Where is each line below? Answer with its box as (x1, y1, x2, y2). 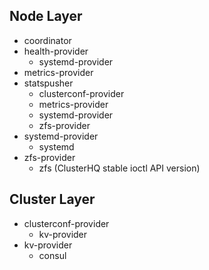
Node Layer (9, 8, 83, 25)
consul (38, 249, 67, 261)
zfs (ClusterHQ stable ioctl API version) (38, 162, 201, 174)
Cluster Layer (9, 191, 96, 208)
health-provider (23, 45, 89, 57)
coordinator (23, 34, 72, 46)
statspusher (23, 77, 74, 89)
